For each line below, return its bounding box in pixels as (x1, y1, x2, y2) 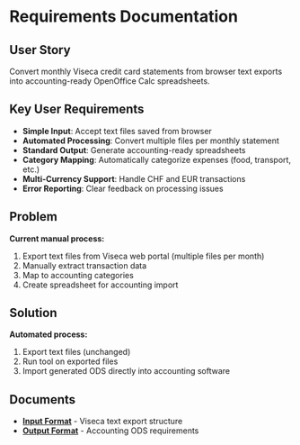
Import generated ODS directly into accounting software (22, 366, 231, 377)
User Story (9, 42, 71, 58)
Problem (9, 209, 58, 224)
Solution (9, 305, 57, 321)
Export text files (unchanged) (22, 347, 131, 358)
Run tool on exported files (22, 356, 119, 367)
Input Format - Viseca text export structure (22, 416, 183, 427)
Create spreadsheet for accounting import (22, 279, 179, 290)
